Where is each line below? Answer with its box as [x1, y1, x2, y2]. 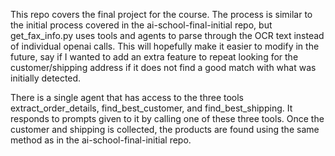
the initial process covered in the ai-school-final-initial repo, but [10, 19, 273, 31]
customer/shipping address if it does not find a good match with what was [10, 62, 317, 73]
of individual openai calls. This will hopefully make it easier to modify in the [10, 40, 320, 52]
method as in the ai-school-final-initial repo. [10, 134, 192, 146]
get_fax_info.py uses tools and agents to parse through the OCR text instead [10, 30, 325, 41]
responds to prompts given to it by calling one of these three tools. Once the [10, 113, 325, 124]
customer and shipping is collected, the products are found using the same [10, 124, 320, 135]
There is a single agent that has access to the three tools [10, 92, 245, 103]
